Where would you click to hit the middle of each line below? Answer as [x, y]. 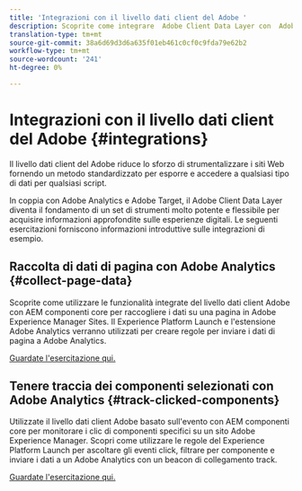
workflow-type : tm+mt [50, 51]
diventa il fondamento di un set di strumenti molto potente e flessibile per [145, 210]
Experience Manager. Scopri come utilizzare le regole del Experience [137, 441]
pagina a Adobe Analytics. [58, 340]
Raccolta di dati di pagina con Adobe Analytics [142, 267]
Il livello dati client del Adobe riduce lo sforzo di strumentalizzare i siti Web [147, 163]
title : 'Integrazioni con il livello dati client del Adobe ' [128, 18]
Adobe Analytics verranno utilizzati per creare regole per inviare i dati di [142, 331]
